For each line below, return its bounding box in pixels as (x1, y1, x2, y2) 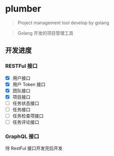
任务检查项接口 (12, 113, 44, 119)
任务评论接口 (12, 119, 39, 125)
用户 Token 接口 (12, 81, 46, 87)
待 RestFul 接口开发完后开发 (5, 145, 63, 151)
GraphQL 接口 (5, 133, 39, 140)
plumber (5, 3, 41, 15)
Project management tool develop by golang (17, 20, 109, 26)
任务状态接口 (12, 100, 39, 106)
